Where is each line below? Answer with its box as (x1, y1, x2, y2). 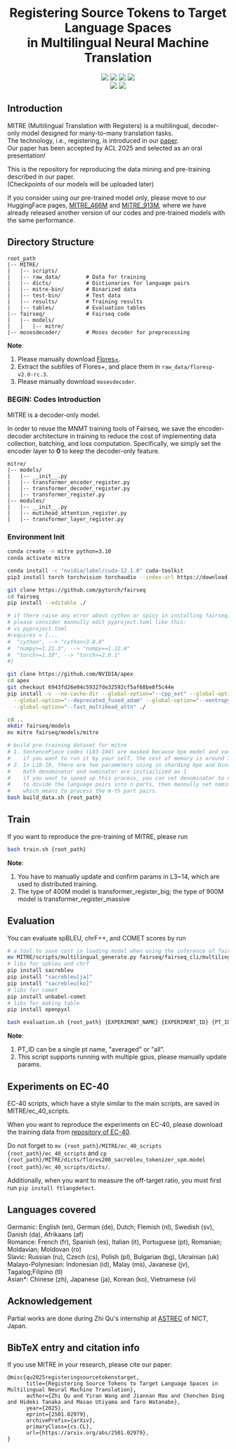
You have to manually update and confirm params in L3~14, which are (17, 872, 220, 881)
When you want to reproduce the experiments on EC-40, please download (7, 1120, 223, 1128)
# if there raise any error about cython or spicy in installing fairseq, (7, 612, 231, 620)
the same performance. (7, 216, 76, 224)
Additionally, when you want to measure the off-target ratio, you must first (7, 1176, 222, 1185)
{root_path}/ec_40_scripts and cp (7, 1149, 107, 1157)
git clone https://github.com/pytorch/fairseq (7, 586, 146, 594)
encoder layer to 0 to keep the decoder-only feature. (7, 447, 160, 455)
